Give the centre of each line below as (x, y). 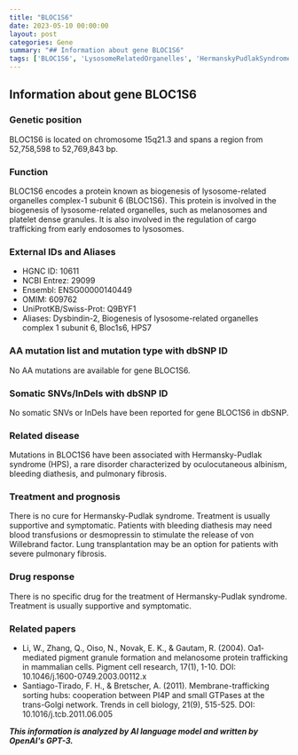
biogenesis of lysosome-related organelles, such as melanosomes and (138, 210)
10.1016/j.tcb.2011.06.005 (67, 714)
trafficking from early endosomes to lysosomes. (97, 228)
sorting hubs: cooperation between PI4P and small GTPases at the (143, 695)
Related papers (43, 629)
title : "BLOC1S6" (41, 17)
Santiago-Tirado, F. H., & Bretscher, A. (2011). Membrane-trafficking (145, 686)
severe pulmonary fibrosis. (58, 554)
